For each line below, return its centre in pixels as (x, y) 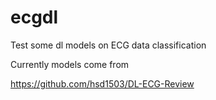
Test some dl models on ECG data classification (108, 45)
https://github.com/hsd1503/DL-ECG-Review (102, 83)
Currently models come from (70, 64)
